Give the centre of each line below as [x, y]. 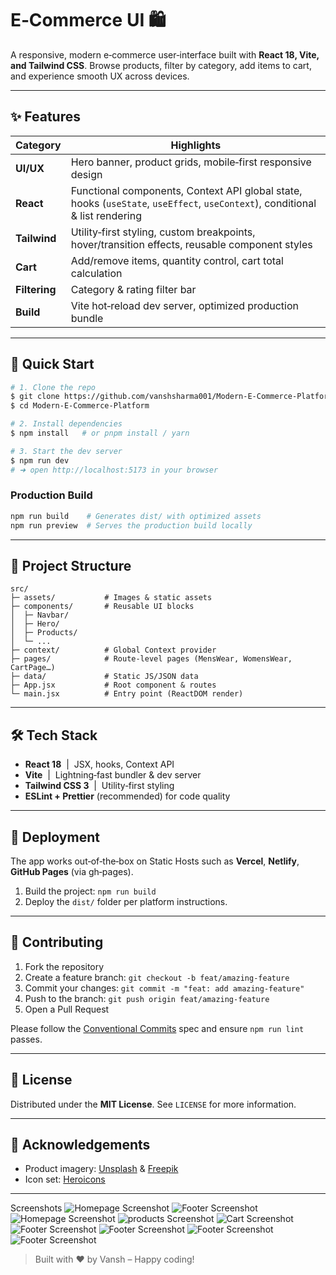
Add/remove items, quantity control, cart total [177, 260]
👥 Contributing [57, 942]
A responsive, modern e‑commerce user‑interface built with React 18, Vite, [165, 54]
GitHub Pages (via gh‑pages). [72, 872]
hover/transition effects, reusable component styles [191, 244]
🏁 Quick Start [52, 364]
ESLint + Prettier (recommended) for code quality [127, 796]
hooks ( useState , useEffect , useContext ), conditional [193, 203]
